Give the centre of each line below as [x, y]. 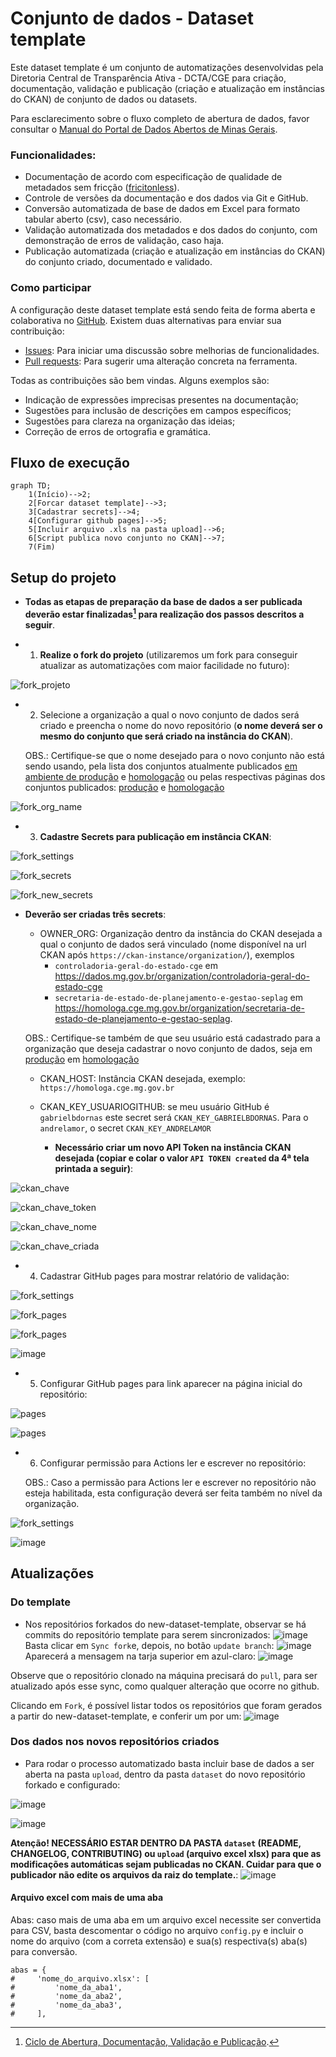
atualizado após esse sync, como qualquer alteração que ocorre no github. [165, 1686]
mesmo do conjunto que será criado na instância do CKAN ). [166, 736]
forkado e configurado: [72, 1784]
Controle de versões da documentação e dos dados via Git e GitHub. [166, 198]
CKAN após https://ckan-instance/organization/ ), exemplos [167, 954]
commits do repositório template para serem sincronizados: [147, 1634]
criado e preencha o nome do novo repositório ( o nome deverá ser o [181, 725]
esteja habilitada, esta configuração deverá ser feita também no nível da [173, 1493]
